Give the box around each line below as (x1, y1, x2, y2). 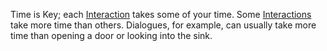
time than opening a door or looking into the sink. (10, 30, 213, 41)
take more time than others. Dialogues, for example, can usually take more (10, 19, 317, 31)
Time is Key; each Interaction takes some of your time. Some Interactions (10, 9, 312, 20)
